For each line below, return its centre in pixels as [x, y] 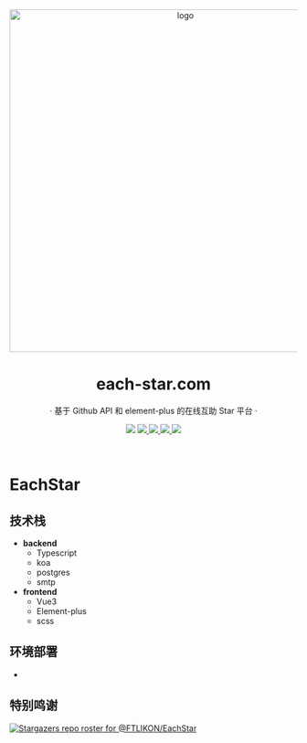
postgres [53, 572]
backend [40, 543]
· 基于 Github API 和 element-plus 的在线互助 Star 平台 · [153, 410]
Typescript [57, 553]
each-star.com [153, 384]
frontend [40, 591]
